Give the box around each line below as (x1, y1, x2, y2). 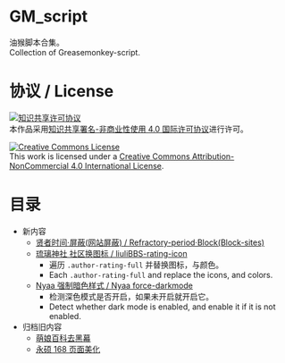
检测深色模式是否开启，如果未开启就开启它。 (48, 291, 214, 301)
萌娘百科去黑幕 (35, 333, 91, 343)
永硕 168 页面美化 (35, 343, 101, 354)
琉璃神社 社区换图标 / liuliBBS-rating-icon (35, 248, 188, 258)
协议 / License (9, 81, 114, 102)
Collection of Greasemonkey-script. (9, 46, 141, 57)
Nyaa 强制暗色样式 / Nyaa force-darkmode (35, 280, 194, 291)
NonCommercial (9, 160, 70, 171)
